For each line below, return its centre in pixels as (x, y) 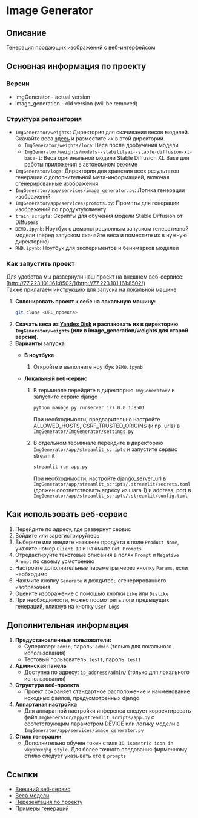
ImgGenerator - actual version (53, 97)
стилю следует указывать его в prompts (75, 756)
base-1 (32, 158)
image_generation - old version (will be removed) (76, 103)
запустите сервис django (65, 397)
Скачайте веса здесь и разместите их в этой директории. (90, 138)
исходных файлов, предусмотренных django (82, 698)
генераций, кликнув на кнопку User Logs (67, 606)
